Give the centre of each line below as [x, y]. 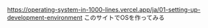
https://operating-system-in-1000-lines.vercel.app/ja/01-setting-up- [104, 10]
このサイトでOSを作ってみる [124, 17]
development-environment [45, 17]
